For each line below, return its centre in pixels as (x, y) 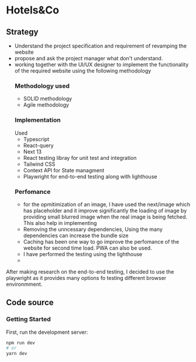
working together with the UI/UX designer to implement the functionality (102, 64)
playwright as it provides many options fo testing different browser (86, 278)
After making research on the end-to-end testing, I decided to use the (90, 271)
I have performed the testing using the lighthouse (82, 254)
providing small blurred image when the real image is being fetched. (105, 217)
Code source (30, 303)
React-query (38, 145)
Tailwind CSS (39, 164)
